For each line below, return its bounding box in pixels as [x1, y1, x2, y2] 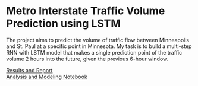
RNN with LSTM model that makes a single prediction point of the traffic [6, 49, 183, 56]
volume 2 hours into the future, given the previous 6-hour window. [6, 55, 169, 62]
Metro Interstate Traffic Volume [6, 4, 165, 18]
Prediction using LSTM [6, 17, 121, 30]
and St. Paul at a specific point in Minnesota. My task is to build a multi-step [6, 43, 192, 50]
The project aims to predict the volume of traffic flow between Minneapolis [6, 36, 189, 43]
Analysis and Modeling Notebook [6, 73, 87, 80]
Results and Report [6, 66, 53, 74]
